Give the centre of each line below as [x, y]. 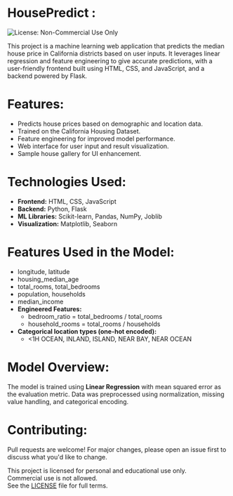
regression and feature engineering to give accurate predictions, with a [110, 60]
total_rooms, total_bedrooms [59, 287]
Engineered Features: [49, 309]
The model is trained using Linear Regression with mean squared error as [114, 386]
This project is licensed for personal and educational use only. [97, 470]
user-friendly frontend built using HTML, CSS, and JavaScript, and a [106, 68]
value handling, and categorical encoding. [68, 401]
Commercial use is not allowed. [53, 478]
